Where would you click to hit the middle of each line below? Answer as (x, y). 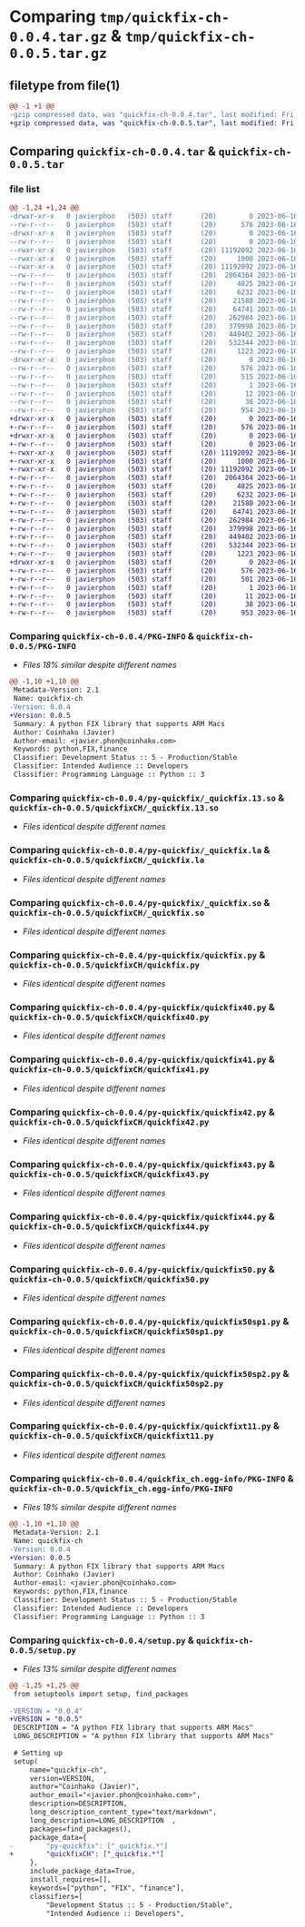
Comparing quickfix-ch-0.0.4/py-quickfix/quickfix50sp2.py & (149, 1374)
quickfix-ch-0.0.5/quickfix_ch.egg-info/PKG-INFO (121, 1489)
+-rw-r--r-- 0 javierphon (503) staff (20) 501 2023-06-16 (154, 579)
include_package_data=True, (83, 1872)
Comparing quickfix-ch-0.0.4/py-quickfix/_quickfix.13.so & (147, 798)
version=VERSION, (62, 1778)
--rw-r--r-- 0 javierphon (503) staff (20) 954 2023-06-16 (154, 410)
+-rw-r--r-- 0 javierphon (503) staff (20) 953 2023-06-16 (154, 613)
